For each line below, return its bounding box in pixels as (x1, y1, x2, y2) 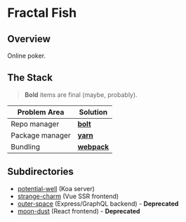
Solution (79, 107, 108, 117)
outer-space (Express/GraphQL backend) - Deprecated (17, 199, 179, 208)
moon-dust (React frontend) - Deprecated (17, 207, 140, 215)
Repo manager (11, 119, 60, 129)
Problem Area (17, 107, 65, 117)
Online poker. (7, 51, 46, 60)
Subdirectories (7, 166, 74, 178)
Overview (7, 33, 51, 45)
